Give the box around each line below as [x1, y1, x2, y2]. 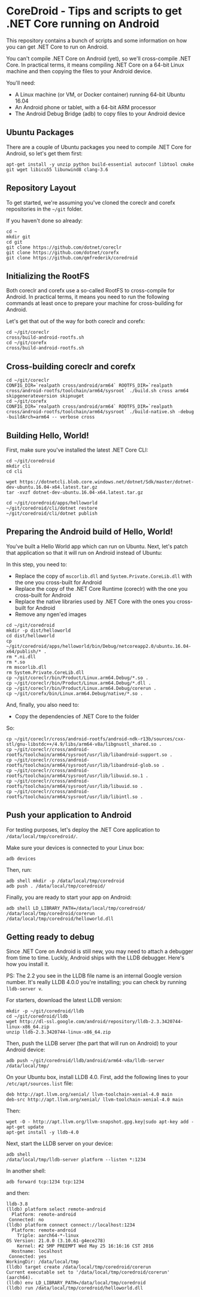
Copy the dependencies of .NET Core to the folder [14, 713, 140, 720]
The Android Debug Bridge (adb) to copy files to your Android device [14, 110, 186, 117]
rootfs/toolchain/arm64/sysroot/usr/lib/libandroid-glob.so [6, 762, 160, 768]
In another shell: [6, 1167, 46, 1175]
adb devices [6, 856, 36, 862]
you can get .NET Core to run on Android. [6, 43, 109, 50]
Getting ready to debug [6, 932, 95, 942]
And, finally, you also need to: [6, 701, 80, 708]
